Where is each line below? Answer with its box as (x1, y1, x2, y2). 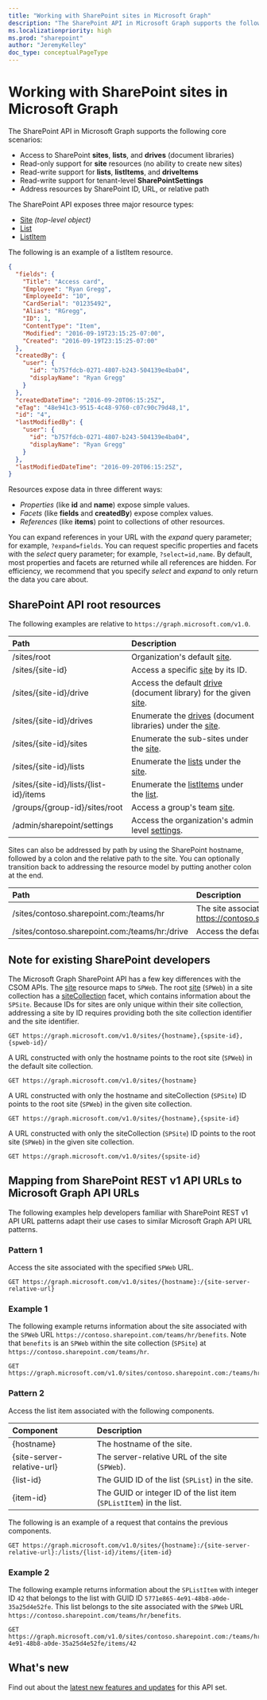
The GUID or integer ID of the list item (96, 1487, 237, 1498)
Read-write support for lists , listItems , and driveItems (19, 167, 199, 176)
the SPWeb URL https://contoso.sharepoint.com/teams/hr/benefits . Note (8, 1330, 247, 1340)
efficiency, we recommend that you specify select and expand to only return (8, 567, 258, 576)
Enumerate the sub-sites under (130, 733, 249, 744)
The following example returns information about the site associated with (8, 1321, 247, 1331)
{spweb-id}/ (8, 1038, 48, 1046)
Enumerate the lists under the (130, 756, 242, 768)
